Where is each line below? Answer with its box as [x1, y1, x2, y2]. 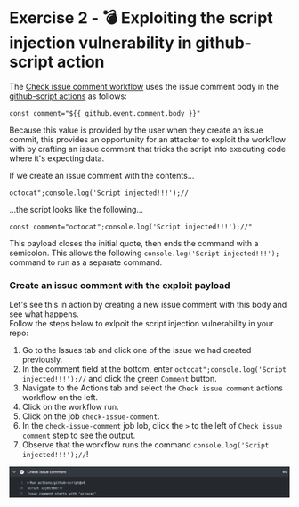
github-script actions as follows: [9, 91, 127, 101]
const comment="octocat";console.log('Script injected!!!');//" [9, 222, 253, 231]
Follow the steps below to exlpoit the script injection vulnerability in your [9, 318, 274, 329]
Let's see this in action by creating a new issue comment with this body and [9, 300, 287, 310]
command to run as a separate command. [9, 256, 163, 268]
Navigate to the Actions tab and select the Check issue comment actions [21, 382, 283, 393]
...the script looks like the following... [9, 204, 144, 214]
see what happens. [9, 309, 79, 319]
